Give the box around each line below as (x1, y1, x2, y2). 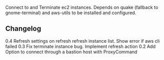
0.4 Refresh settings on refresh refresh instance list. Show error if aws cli (5, 38, 160, 44)
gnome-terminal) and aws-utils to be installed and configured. (5, 10, 137, 16)
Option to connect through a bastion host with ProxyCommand (5, 48, 137, 55)
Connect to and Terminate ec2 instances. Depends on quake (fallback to (5, 5, 158, 10)
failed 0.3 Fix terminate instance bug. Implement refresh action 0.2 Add (5, 43, 156, 49)
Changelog (5, 24, 42, 33)
